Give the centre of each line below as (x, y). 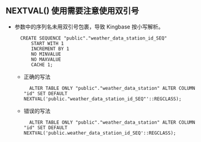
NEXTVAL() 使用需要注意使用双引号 (72, 11)
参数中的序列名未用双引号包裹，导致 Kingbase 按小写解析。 (89, 27)
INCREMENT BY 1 (50, 49)
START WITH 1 (47, 43)
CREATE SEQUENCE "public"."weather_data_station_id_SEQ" (94, 38)
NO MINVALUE (46, 54)
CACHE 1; (42, 65)
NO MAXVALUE (46, 59)
